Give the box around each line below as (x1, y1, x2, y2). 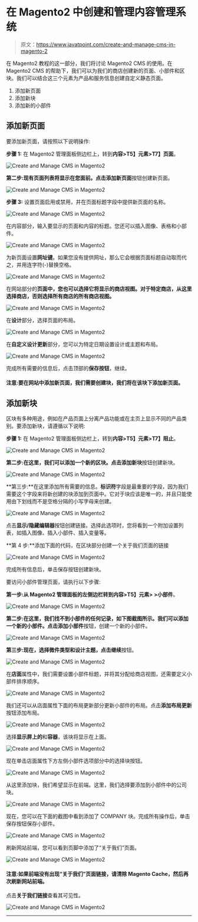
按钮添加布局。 (6, 709, 42, 716)
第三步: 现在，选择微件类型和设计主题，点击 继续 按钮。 (6, 646, 137, 654)
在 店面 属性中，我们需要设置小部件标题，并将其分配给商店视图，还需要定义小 (6, 671, 192, 678)
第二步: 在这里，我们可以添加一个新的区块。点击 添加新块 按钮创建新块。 (6, 459, 179, 466)
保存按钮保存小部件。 (6, 820, 58, 827)
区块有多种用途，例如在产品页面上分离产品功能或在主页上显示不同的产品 (6, 415, 181, 422)
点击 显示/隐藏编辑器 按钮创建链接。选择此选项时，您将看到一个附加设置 (6, 522, 179, 529)
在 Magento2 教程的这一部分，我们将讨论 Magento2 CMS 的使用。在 (6, 60, 173, 67)
